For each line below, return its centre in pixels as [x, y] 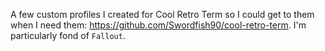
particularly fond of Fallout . [68, 35]
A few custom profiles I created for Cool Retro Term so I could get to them [162, 14]
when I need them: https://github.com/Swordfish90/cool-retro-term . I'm [158, 25]
